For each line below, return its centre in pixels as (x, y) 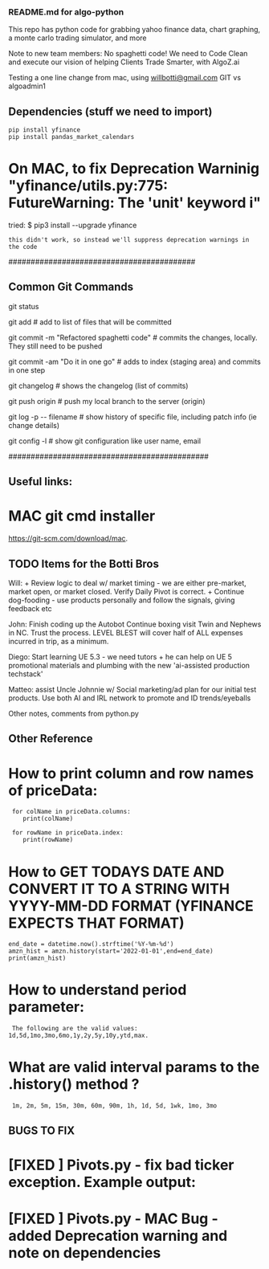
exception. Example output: (102, 1182)
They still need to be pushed (55, 346)
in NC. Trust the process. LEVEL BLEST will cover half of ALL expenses (126, 632)
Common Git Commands (71, 287)
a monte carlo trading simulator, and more (77, 38)
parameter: (47, 1007)
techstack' (26, 674)
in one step (27, 370)
